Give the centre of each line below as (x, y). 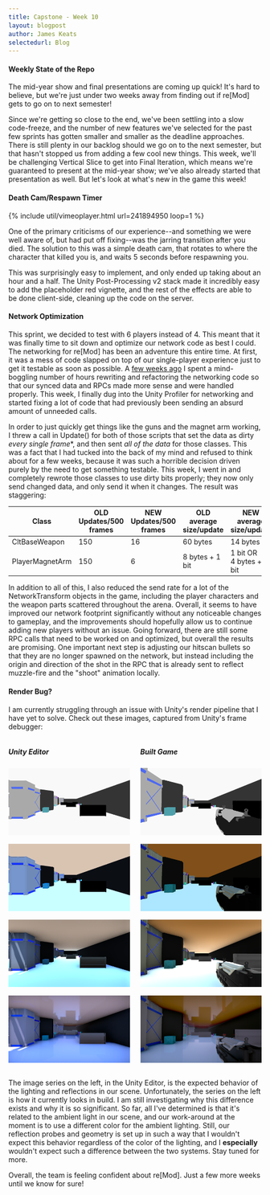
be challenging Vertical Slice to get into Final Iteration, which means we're (131, 162)
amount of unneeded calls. (53, 411)
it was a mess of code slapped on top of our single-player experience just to (135, 360)
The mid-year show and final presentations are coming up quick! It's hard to (134, 87)
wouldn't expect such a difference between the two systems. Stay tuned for (134, 1151)
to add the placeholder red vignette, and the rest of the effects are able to (130, 289)
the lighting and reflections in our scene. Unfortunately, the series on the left (135, 1091)
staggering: (27, 495)
